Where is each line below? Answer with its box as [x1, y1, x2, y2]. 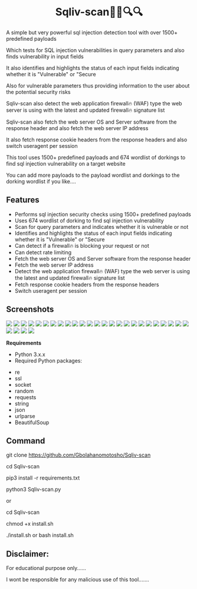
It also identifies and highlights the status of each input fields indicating [6, 64, 179, 72]
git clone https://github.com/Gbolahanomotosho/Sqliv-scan [6, 451, 151, 459]
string [14, 400, 29, 407]
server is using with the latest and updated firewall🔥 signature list [6, 106, 165, 114]
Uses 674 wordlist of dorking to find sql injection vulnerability [14, 217, 164, 224]
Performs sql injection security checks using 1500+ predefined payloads [14, 211, 192, 218]
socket [14, 381, 31, 388]
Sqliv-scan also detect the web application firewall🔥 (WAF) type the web [6, 99, 182, 107]
